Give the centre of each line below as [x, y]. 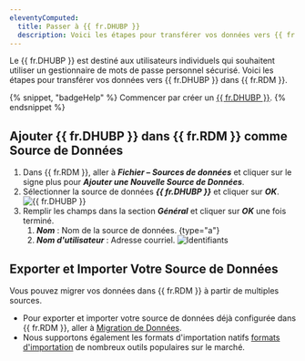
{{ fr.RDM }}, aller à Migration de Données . [102, 328]
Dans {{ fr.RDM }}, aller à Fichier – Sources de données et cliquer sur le [157, 172]
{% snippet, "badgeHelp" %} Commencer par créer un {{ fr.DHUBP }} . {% [148, 98]
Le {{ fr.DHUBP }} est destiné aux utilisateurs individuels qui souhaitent [142, 61]
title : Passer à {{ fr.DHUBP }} [79, 26]
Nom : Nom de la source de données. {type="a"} [128, 231]
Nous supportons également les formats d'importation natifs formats [151, 337]
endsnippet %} [37, 108]
